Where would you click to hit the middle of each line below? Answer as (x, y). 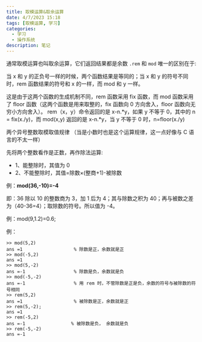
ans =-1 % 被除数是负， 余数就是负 (68, 323)
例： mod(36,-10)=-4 (33, 185)
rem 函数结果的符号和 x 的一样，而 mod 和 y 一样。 (80, 84)
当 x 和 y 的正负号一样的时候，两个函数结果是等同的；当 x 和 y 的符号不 (95, 76)
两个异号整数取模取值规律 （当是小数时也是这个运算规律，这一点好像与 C (97, 132)
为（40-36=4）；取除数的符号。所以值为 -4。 (62, 206)
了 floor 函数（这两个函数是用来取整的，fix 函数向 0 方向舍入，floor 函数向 (98, 104)
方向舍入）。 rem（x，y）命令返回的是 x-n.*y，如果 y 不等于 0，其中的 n (106, 112)
